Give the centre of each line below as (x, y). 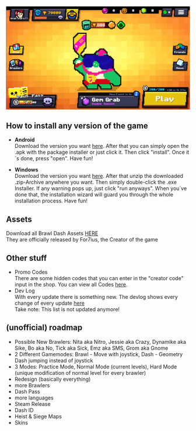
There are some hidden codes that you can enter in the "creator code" (99, 278)
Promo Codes (31, 272)
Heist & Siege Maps (38, 416)
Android (24, 140)
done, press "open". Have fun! (57, 158)
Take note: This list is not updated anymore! (67, 309)
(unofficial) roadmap (44, 328)
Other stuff (27, 258)
